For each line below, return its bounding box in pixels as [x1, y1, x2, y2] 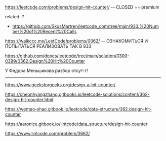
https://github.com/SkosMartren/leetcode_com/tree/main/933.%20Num [12, 23, 159, 29]
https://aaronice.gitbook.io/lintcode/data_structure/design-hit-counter [5, 121, 148, 127]
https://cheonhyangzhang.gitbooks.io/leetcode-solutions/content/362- [5, 91, 150, 97]
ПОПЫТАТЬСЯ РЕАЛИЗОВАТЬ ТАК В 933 [5, 43, 91, 49]
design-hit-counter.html [5, 97, 53, 103]
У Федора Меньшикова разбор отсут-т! [5, 68, 88, 73]
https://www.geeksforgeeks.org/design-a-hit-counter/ [5, 82, 116, 88]
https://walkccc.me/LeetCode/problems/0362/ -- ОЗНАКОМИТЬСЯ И [5, 38, 148, 44]
